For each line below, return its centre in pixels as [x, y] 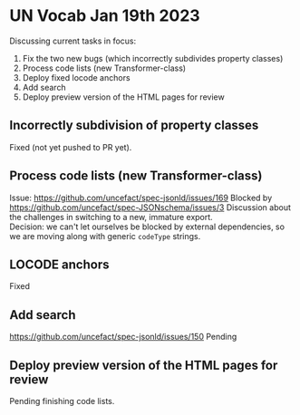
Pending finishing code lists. [62, 401]
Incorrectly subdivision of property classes [134, 125]
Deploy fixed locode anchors [76, 77]
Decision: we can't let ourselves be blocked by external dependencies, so [147, 227]
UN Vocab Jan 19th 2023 [105, 16]
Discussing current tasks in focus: [73, 41]
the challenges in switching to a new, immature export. [111, 217]
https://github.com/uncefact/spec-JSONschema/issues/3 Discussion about [150, 207]
